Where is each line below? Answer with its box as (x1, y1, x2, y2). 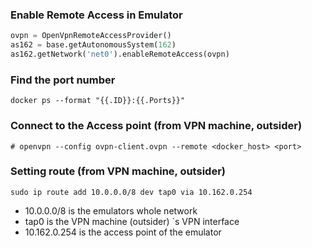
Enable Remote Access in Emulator (10, 8, 183, 22)
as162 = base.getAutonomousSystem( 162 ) (10, 40, 177, 50)
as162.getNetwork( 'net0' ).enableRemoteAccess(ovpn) (10, 49, 230, 60)
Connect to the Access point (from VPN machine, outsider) (10, 119, 303, 133)
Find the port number (10, 73, 116, 87)
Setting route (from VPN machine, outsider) (10, 164, 226, 178)
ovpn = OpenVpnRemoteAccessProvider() (10, 31, 172, 41)
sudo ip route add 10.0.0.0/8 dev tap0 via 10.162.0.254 (10, 187, 253, 197)
